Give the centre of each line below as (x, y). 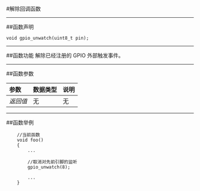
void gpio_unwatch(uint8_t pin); (48, 38)
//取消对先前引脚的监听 (52, 162)
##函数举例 (20, 122)
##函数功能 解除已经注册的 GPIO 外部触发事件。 (65, 55)
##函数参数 (20, 74)
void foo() (30, 140)
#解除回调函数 (24, 9)
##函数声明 (20, 27)
